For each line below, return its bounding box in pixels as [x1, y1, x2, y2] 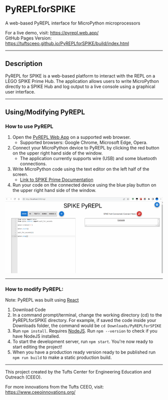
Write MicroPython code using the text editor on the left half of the [12, 166, 149, 172]
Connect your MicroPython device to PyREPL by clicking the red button [12, 145, 159, 151]
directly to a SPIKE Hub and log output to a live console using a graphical [5, 83, 155, 89]
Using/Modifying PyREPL [5, 108, 85, 116]
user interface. [5, 88, 35, 94]
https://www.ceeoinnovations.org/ [5, 389, 76, 395]
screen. [12, 171, 28, 177]
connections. [19, 161, 47, 167]
